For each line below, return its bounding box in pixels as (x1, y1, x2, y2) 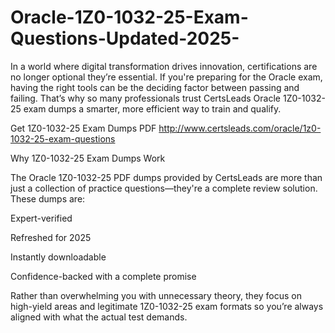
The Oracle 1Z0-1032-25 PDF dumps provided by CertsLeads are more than (10, 171, 323, 183)
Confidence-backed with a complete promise (10, 270, 197, 282)
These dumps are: (10, 192, 86, 205)
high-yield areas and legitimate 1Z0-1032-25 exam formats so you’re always (10, 300, 324, 312)
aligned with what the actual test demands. (10, 311, 188, 323)
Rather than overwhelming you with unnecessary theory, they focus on (10, 289, 303, 301)
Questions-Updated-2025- (10, 27, 240, 50)
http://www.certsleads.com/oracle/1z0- (158, 122, 322, 134)
